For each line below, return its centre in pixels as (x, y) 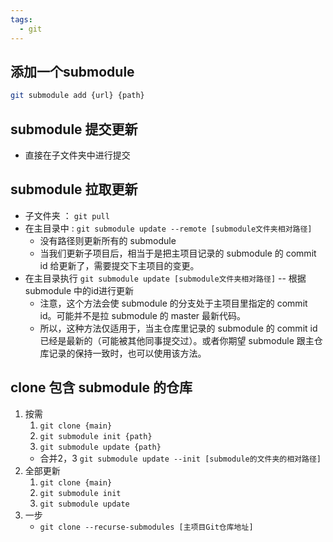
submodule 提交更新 (74, 129)
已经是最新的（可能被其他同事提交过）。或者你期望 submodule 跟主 (177, 340)
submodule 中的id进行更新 (79, 290)
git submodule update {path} (100, 447)
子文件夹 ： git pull (67, 215)
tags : (21, 19)
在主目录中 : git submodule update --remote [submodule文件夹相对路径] (168, 228)
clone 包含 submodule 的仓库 (101, 387)
